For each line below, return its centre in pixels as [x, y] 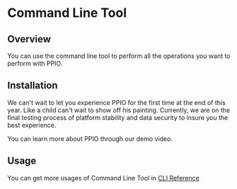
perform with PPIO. [35, 63]
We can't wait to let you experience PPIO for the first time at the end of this [117, 102]
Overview [29, 39]
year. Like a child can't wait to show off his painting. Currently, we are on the [119, 110]
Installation [33, 86]
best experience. [32, 125]
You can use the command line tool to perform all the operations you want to [119, 56]
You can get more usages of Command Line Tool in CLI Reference [103, 178]
